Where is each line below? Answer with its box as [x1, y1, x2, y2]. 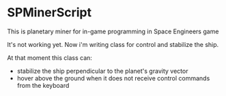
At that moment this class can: [7, 53, 92, 62]
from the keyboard [16, 81, 70, 89]
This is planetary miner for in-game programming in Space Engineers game [7, 27, 219, 35]
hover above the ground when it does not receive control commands [16, 74, 210, 82]
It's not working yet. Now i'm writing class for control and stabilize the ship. [7, 40, 219, 48]
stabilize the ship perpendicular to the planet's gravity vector [16, 67, 188, 75]
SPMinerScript [7, 5, 92, 20]
